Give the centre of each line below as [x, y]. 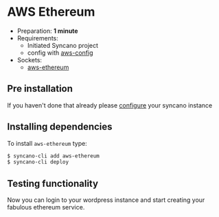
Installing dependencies [60, 127]
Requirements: [37, 38]
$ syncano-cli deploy [38, 162]
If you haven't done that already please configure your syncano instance [110, 105]
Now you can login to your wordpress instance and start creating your [106, 200]
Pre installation [40, 89]
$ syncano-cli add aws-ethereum [53, 156]
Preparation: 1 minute [47, 31]
